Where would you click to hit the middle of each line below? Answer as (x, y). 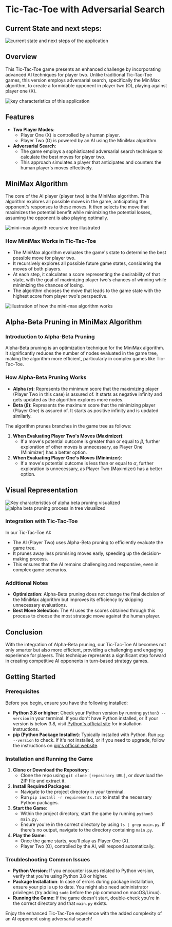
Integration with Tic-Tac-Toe (42, 521)
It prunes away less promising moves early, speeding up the (76, 553)
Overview (21, 57)
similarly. (22, 416)
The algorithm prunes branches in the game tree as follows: (69, 426)
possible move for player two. (44, 258)
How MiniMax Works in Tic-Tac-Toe (51, 241)
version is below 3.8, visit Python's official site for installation (77, 723)
